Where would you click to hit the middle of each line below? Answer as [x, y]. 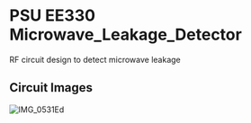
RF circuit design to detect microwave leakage [95, 59]
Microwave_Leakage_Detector [126, 35]
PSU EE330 [53, 16]
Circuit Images [51, 88]
